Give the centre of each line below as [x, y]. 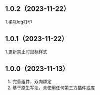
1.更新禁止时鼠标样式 [26, 51]
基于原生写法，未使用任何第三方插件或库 [53, 88]
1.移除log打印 [19, 22]
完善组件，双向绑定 [32, 82]
